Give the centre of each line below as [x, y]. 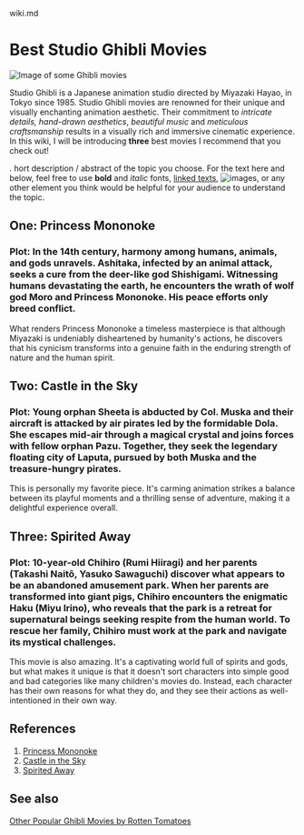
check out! [29, 150]
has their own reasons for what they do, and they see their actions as [138, 691]
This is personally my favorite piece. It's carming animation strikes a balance [152, 488]
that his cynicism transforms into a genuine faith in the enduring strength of [151, 347]
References [43, 729]
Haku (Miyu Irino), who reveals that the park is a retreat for [141, 608]
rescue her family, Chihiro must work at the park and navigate [148, 630]
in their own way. [85, 700]
